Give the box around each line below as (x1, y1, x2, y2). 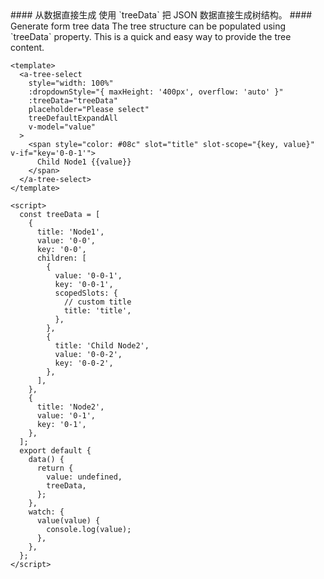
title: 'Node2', (36, 402, 105, 412)
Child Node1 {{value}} (36, 157, 132, 167)
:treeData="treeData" (28, 96, 118, 106)
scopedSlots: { (54, 288, 118, 298)
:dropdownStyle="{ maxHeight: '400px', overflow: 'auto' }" (28, 87, 284, 97)
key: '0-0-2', (54, 358, 114, 368)
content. (10, 42, 45, 53)
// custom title (63, 297, 132, 307)
